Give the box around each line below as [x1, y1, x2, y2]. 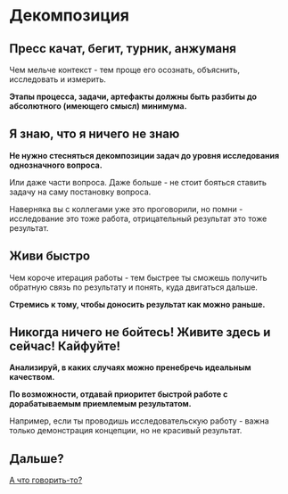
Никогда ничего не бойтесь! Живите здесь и [9, 325, 271, 340]
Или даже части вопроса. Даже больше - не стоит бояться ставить [9, 177, 267, 187]
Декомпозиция [9, 5, 129, 26]
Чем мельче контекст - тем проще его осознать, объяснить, [9, 64, 241, 75]
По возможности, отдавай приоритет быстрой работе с [9, 389, 228, 399]
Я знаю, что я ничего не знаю [9, 127, 180, 142]
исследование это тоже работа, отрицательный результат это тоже [9, 213, 267, 224]
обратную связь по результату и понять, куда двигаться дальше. [9, 282, 259, 292]
